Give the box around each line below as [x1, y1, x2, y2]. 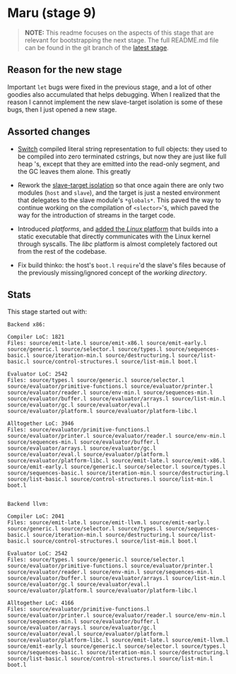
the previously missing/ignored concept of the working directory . [17, 268, 207, 277]
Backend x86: [7, 321, 46, 328]
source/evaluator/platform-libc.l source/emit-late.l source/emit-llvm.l [7, 637, 230, 644]
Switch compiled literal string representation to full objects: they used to [17, 144, 228, 153]
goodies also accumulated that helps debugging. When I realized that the [7, 90, 220, 98]
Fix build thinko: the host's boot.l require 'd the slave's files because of [17, 260, 226, 269]
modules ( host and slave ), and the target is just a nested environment [17, 188, 220, 197]
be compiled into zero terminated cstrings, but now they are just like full [17, 152, 227, 161]
